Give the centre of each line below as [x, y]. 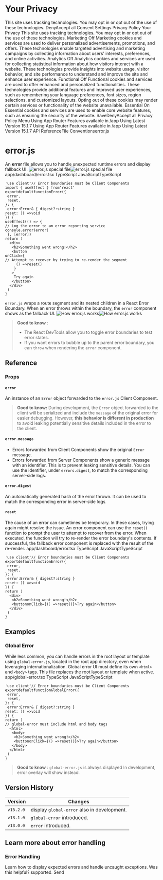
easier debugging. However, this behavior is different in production [85, 418]
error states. [36, 337]
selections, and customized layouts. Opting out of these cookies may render [81, 100]
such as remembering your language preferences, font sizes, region [73, 95]
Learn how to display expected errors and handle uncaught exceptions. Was [81, 867]
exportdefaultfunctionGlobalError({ [42, 690]
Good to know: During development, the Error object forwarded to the [88, 408]
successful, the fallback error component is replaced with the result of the [79, 543]
